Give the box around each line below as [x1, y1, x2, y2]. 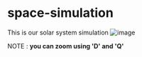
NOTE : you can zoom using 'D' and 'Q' [7, 42, 124, 50]
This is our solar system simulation [7, 28, 109, 37]
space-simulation [7, 5, 114, 21]
